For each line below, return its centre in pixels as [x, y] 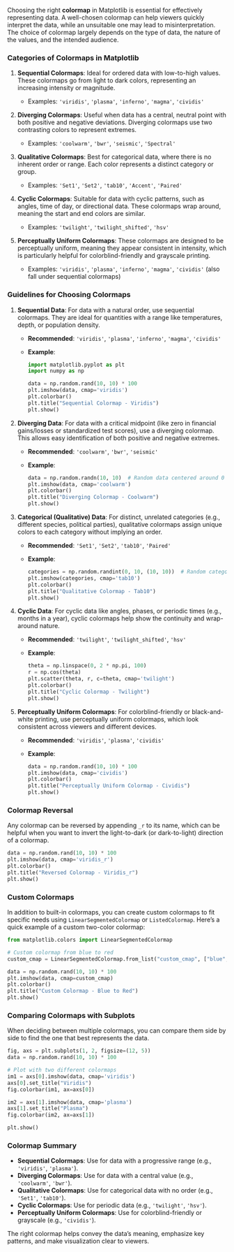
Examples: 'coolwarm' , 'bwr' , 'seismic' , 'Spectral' [102, 143]
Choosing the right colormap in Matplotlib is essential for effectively [105, 10]
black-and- [208, 711]
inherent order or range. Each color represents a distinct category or [115, 164]
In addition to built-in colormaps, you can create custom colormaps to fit [111, 912]
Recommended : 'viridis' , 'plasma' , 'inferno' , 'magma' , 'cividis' [124, 338]
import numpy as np [56, 371]
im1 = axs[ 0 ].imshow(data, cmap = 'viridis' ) [71, 1076]
